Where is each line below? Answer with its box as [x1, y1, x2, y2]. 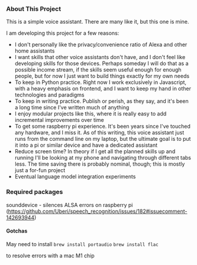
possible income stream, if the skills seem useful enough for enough [14, 66, 182, 73]
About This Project [6, 5, 61, 13]
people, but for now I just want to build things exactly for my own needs [14, 73, 190, 80]
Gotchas [6, 227, 28, 235]
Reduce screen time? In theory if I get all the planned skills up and [14, 148, 176, 155]
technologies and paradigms [14, 91, 85, 99]
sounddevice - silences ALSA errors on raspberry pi [6, 201, 133, 208]
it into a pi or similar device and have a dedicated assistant [14, 141, 158, 149]
